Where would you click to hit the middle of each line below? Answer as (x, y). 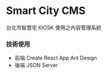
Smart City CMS (46, 11)
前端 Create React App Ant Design (56, 58)
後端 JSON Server (36, 65)
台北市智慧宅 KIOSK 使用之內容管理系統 (54, 27)
